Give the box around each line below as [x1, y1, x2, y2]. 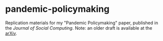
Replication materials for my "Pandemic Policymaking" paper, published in [5, 20, 158, 26]
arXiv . [5, 30, 18, 36]
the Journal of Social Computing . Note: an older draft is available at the [5, 25, 152, 31]
